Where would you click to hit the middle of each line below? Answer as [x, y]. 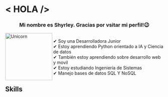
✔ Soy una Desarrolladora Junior [87, 41]
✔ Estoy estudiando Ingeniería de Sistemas [98, 68]
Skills [14, 89]
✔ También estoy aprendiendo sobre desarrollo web [107, 57]
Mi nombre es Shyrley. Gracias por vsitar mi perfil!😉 [84, 25]
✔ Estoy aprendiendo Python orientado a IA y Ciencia [108, 47]
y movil [61, 63]
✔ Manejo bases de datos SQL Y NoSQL [95, 73]
